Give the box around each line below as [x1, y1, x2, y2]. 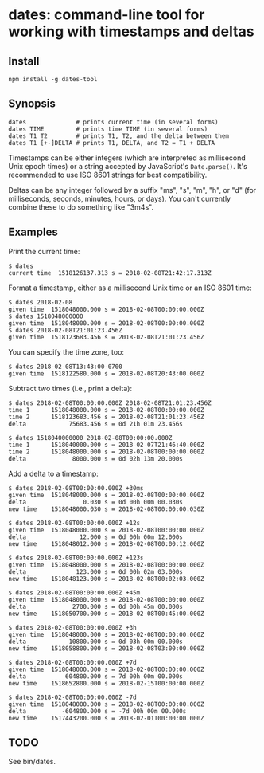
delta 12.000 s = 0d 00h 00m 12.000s [8, 532, 183, 541]
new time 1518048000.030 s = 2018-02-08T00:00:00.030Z [8, 504, 204, 513]
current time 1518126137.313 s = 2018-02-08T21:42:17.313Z [8, 269, 212, 277]
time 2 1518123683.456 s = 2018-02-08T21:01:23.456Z [8, 413, 204, 421]
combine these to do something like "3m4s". [8, 202, 153, 212]
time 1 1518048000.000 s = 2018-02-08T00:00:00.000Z [8, 406, 204, 414]
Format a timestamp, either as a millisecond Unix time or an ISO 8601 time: [8, 283, 252, 292]
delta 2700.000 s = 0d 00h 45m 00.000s [8, 602, 183, 610]
